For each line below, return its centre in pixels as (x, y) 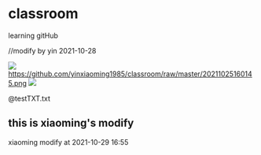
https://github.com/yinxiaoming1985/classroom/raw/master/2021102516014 (130, 74)
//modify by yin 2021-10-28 (52, 50)
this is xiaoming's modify (71, 123)
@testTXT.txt (29, 98)
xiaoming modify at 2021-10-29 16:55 (68, 142)
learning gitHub (33, 35)
